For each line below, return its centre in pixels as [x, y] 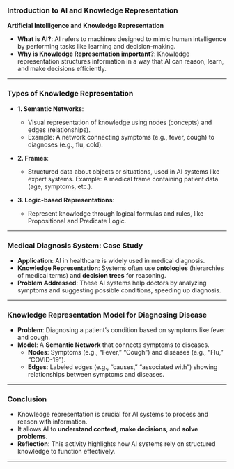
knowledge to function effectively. [66, 452]
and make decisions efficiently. [62, 69]
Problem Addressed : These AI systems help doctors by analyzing [112, 283]
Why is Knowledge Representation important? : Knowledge [103, 54]
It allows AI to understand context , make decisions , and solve [108, 429]
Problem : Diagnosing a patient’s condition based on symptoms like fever [121, 330]
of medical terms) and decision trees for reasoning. [92, 275]
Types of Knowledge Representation [70, 94]
